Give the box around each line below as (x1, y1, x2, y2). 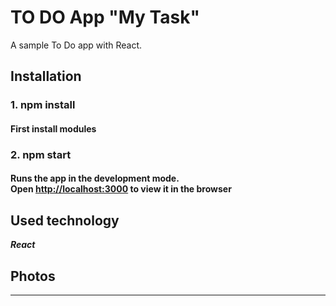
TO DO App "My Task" (10, 6, 200, 29)
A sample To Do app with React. (10, 39, 143, 51)
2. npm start (10, 147, 72, 161)
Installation (10, 68, 82, 85)
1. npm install (10, 98, 76, 112)
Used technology (10, 212, 120, 229)
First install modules (10, 122, 97, 135)
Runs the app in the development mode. (10, 172, 180, 185)
